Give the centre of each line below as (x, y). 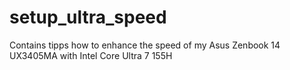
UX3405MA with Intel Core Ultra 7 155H (91, 55)
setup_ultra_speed (88, 17)
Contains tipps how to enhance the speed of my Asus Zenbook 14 (145, 45)
